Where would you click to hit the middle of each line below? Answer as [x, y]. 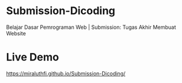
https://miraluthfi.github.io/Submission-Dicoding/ [66, 73]
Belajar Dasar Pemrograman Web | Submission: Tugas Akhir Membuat [91, 27]
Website [16, 33]
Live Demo [32, 57]
